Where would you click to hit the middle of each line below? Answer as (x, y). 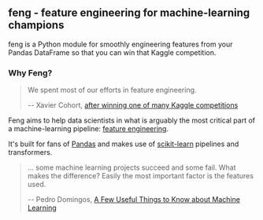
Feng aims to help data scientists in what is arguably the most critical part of (132, 120)
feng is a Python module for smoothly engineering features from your (120, 44)
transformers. (30, 152)
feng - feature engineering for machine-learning (129, 13)
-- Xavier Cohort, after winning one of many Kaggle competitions (133, 105)
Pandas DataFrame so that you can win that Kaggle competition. (112, 52)
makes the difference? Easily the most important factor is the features (141, 176)
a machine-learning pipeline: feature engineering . (89, 129)
